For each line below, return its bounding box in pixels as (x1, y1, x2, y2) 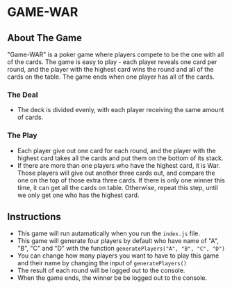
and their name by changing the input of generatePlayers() (17, 259, 188, 267)
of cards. (17, 113, 44, 122)
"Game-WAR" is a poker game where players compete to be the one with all (7, 50, 224, 58)
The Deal (7, 90, 38, 100)
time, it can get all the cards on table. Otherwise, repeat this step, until (17, 183, 219, 192)
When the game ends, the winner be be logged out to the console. (17, 274, 208, 282)
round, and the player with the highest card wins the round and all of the (7, 65, 214, 73)
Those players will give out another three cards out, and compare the (17, 169, 215, 177)
